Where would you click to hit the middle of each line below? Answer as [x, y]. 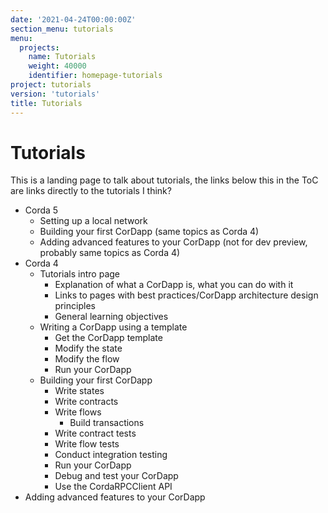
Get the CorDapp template [108, 338]
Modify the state [88, 348]
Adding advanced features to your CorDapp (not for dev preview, [173, 242]
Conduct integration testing [111, 455]
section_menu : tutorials [62, 29]
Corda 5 [41, 210]
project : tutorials [51, 85]
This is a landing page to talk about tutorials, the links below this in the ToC [164, 180]
